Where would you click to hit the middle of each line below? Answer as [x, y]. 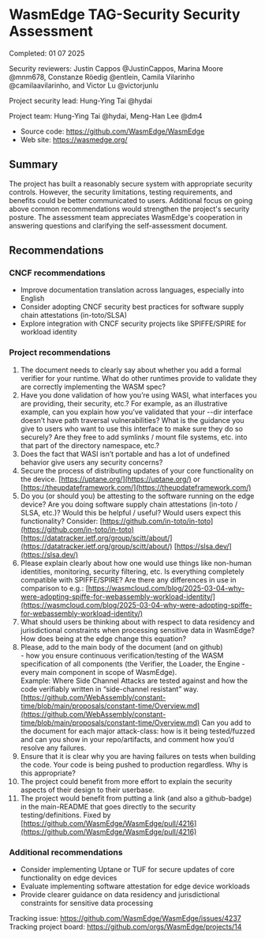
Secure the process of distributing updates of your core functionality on [137, 470]
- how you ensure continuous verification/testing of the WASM [122, 655]
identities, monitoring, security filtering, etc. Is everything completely [132, 571]
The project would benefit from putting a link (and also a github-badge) [136, 798]
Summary [34, 165]
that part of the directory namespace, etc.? [90, 445]
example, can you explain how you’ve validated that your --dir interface [136, 412]
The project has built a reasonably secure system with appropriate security [131, 183]
